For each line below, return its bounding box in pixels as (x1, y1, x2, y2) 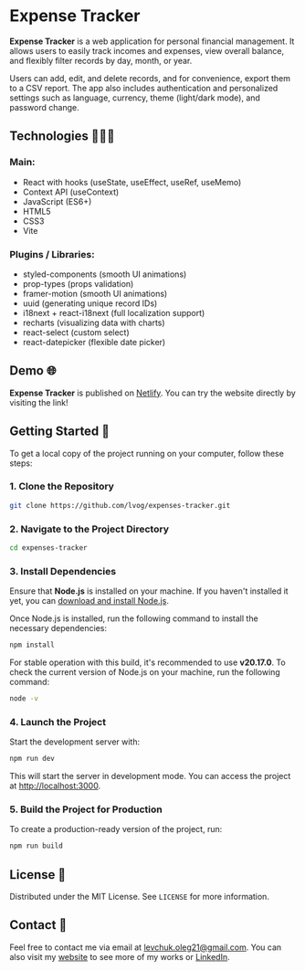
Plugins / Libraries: (9, 248, 95, 260)
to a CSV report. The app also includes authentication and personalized (9, 82, 279, 93)
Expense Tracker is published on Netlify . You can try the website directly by (9, 387, 297, 398)
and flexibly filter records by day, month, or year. (9, 55, 193, 66)
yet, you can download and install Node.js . (9, 596, 169, 607)
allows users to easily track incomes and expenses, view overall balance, (9, 45, 285, 56)
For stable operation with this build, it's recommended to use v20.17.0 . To (9, 657, 286, 668)
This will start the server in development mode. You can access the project (9, 771, 291, 782)
